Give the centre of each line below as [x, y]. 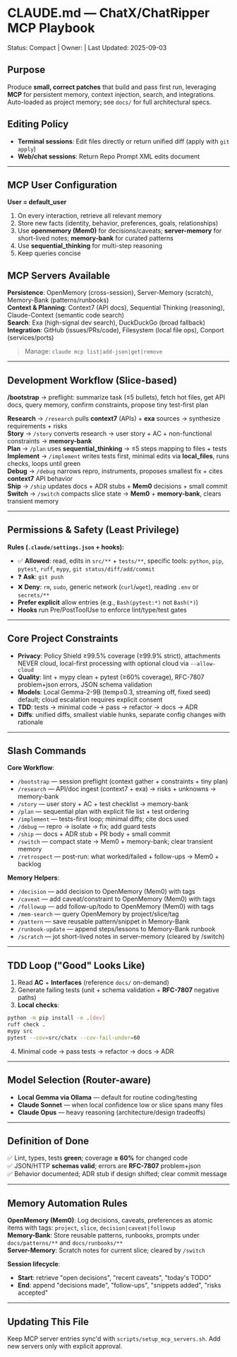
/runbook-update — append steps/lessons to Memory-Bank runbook [116, 929]
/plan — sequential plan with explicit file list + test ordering [103, 812]
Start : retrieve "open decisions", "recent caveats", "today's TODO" [114, 1278]
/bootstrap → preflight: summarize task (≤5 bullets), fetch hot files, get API [116, 397]
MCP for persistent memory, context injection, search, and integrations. [111, 94]
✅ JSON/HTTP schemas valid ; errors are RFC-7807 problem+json [104, 1166]
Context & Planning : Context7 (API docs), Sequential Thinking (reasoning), [116, 308]
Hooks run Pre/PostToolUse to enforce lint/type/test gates [102, 610]
